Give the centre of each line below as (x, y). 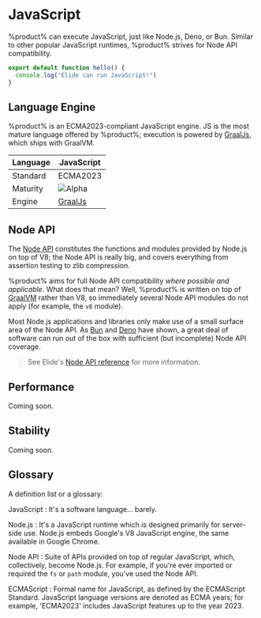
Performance (41, 387)
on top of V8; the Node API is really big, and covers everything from (118, 257)
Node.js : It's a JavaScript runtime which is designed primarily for (114, 525)
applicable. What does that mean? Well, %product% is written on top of (125, 290)
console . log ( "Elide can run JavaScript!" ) (86, 75)
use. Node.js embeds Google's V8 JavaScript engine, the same (126, 533)
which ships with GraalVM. (52, 143)
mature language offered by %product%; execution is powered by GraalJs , (130, 135)
